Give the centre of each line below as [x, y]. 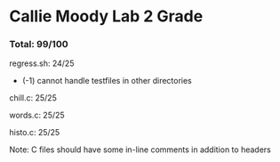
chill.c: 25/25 [33, 98]
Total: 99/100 [39, 45]
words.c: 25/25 [37, 115]
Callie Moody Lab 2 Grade [106, 16]
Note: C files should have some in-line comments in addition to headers [140, 150]
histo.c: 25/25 [35, 133]
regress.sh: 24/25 [42, 63]
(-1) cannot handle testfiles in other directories [107, 81]
